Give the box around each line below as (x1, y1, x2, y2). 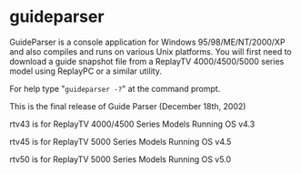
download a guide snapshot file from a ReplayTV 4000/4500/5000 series (9, 56, 285, 67)
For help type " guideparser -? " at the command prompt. (9, 83, 221, 94)
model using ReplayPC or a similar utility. (9, 66, 162, 77)
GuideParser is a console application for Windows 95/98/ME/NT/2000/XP (9, 36, 286, 47)
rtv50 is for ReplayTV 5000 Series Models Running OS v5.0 (9, 153, 232, 165)
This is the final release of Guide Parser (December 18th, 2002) (9, 100, 246, 111)
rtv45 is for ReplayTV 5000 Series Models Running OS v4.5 (9, 136, 232, 147)
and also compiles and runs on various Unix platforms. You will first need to (9, 46, 293, 56)
